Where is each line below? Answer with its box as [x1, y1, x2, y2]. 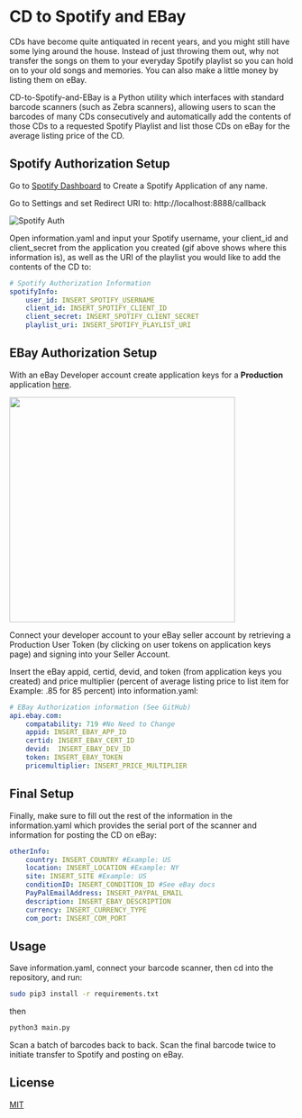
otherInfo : [9, 847, 50, 856]
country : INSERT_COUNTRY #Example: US [25, 855, 171, 864]
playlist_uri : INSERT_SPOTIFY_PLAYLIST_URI [25, 321, 192, 330]
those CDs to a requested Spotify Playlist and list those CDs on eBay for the [9, 120, 290, 132]
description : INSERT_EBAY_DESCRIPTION [25, 896, 171, 906]
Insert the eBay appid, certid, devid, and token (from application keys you [9, 666, 282, 677]
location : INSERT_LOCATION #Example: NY [25, 863, 179, 873]
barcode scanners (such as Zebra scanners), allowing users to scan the [9, 101, 277, 112]
